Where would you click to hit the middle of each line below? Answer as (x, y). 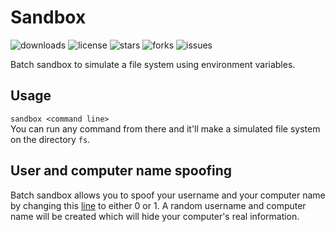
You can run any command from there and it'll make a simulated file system (165, 128)
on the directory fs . (50, 139)
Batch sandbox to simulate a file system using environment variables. (153, 64)
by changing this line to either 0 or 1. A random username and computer (158, 205)
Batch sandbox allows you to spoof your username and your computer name (168, 195)
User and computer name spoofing (121, 171)
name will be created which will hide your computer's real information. (155, 216)
